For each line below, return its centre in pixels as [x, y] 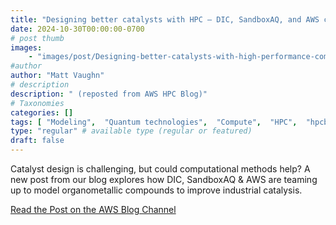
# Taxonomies [37, 103]
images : [26, 47]
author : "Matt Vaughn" [57, 76]
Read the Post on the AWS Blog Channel [93, 209]
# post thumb [37, 38]
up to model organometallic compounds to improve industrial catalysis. [156, 190]
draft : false [37, 141]
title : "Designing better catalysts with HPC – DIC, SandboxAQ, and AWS [165, 19]
